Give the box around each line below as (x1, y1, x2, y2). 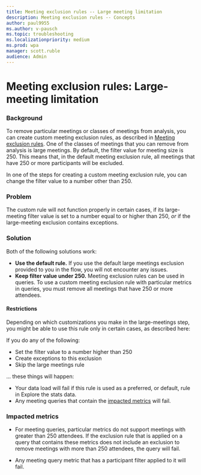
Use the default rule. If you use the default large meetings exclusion (14, 259, 184, 267)
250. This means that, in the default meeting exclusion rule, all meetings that (6, 153, 195, 160)
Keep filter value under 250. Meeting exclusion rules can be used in (14, 272, 185, 279)
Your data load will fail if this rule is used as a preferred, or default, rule (14, 384, 191, 391)
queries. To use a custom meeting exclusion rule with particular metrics (14, 278, 192, 286)
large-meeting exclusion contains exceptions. (6, 219, 119, 226)
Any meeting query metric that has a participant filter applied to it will (14, 457, 186, 464)
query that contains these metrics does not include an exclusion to (14, 439, 180, 446)
